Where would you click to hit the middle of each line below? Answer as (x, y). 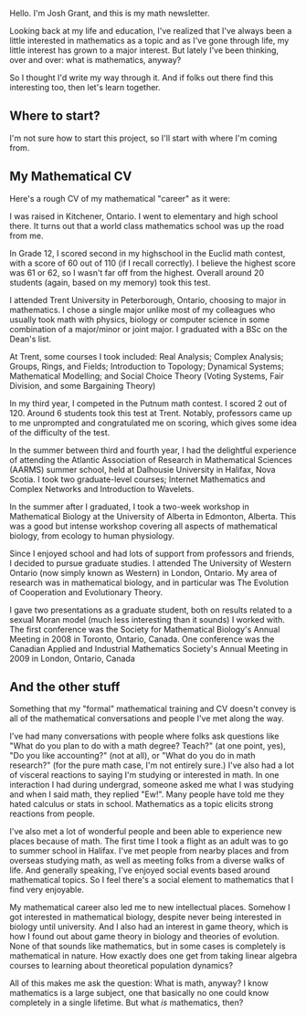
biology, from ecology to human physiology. (92, 535)
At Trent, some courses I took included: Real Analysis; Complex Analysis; (147, 356)
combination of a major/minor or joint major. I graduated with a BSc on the (148, 329)
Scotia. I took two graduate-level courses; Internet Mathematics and (137, 479)
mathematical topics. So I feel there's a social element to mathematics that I (152, 880)
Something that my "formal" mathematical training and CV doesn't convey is (153, 709)
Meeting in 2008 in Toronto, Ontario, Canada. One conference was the (142, 639)
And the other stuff (65, 687)
